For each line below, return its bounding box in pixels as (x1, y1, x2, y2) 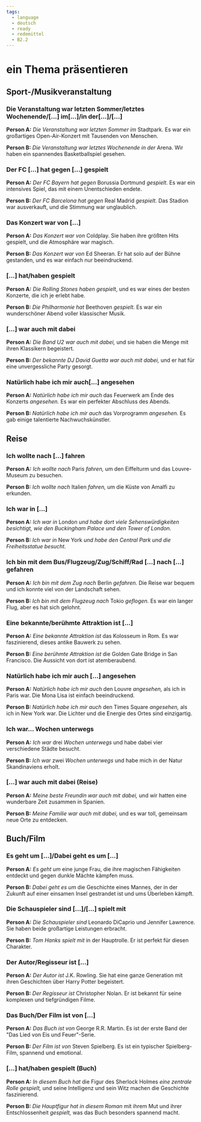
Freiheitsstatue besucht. (6, 543, 66, 550)
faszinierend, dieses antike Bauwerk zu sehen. (6, 639, 122, 646)
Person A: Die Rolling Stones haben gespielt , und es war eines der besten (6, 285, 190, 293)
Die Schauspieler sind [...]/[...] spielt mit (6, 905, 126, 913)
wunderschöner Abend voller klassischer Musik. (6, 309, 126, 317)
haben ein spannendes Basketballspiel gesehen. (6, 150, 126, 157)
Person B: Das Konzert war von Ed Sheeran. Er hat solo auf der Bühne (6, 250, 181, 258)
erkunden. (6, 490, 32, 497)
